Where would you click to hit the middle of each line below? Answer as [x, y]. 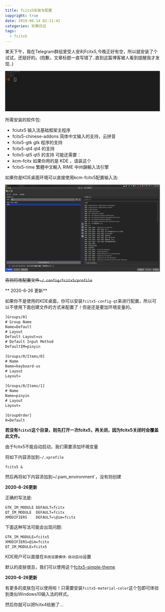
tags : [11, 31]
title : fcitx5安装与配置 [29, 10]
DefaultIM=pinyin [23, 347]
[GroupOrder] [18, 415]
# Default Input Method [29, 342]
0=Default [15, 420]
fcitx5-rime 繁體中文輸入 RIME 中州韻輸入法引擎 [60, 167]
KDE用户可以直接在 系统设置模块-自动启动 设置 [48, 557]
